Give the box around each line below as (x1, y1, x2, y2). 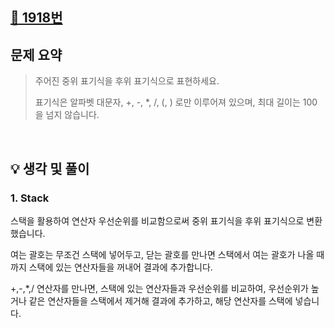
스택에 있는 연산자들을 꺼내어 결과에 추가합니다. (28, 261, 213, 273)
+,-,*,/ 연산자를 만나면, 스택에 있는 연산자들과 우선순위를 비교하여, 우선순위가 (10, 282, 309, 294)
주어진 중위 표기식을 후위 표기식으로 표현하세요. (34, 75, 220, 87)
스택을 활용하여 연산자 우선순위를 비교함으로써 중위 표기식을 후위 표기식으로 (10, 214, 305, 227)
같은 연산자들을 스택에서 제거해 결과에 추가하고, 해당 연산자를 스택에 (28, 294, 293, 307)
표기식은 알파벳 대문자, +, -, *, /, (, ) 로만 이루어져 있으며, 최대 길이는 (34, 96, 301, 108)
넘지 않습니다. (45, 109, 100, 121)
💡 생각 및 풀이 (10, 160, 90, 177)
